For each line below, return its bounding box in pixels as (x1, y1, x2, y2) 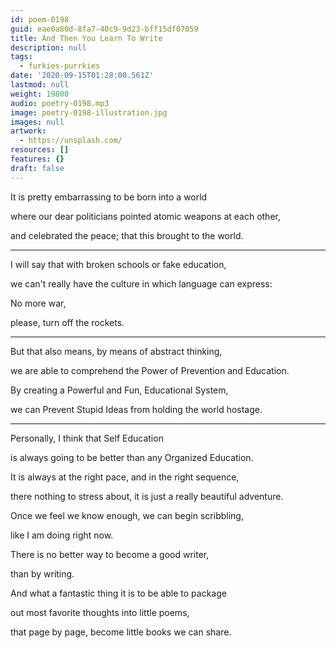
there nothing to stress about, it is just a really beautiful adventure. (10, 490, 284, 502)
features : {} (10, 154, 65, 164)
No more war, (10, 297, 67, 309)
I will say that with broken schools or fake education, (10, 258, 227, 270)
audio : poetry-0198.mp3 (10, 98, 110, 108)
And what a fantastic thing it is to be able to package (10, 587, 227, 599)
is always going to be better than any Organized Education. (10, 451, 254, 463)
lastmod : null (10, 80, 70, 90)
